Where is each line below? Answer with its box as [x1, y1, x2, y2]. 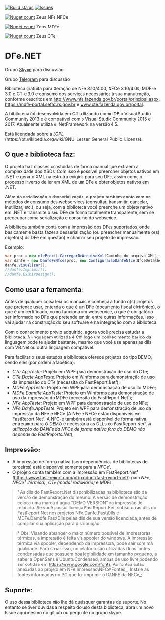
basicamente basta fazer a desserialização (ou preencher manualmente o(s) [5, 229, 160, 235]
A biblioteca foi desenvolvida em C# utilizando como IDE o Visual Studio [5, 111, 151, 116]
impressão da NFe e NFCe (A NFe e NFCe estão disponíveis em [12, 410, 141, 416]
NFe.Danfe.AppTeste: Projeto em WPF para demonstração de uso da [12, 405, 151, 411]
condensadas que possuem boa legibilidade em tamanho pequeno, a [17, 551, 157, 557]
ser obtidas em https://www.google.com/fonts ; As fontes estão [17, 561, 145, 567]
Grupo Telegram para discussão [5, 76, 70, 82]
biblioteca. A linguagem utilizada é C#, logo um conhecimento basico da [5, 334, 152, 340]
